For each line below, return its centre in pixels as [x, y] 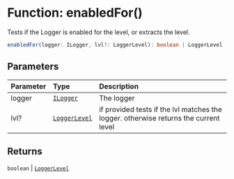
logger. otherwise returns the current [159, 118]
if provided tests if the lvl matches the [161, 109]
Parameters [33, 67]
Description [119, 86]
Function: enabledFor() [75, 13]
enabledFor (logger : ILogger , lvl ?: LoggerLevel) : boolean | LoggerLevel [115, 45]
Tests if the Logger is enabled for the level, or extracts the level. [99, 32]
